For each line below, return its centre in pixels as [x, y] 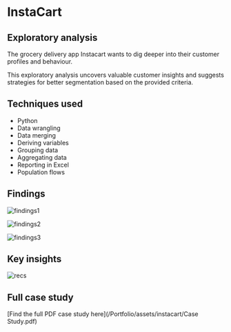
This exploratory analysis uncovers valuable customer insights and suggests [115, 75]
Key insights [34, 259]
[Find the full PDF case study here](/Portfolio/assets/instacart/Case [103, 314]
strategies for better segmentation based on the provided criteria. [100, 82]
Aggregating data [42, 157]
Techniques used [45, 104]
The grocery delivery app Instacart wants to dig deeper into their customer [113, 54]
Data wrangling [39, 128]
